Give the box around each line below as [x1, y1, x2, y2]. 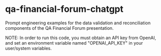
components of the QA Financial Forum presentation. [5, 25, 114, 31]
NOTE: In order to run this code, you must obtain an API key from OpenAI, [5, 35, 156, 41]
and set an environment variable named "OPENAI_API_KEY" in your [5, 40, 143, 46]
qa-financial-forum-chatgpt [5, 3, 124, 15]
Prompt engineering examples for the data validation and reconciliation [5, 20, 151, 26]
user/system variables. [5, 45, 52, 51]
